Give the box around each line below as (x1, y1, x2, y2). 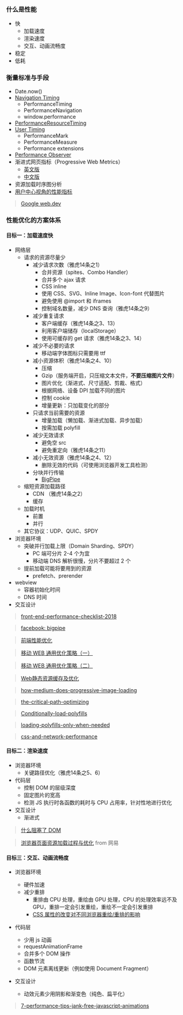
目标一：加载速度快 (6, 232, 53, 239)
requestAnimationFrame (23, 943, 83, 950)
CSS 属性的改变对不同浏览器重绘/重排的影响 (32, 911, 141, 918)
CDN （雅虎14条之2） (32, 490, 86, 497)
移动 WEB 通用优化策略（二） (20, 662, 93, 669)
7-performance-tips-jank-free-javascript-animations (20, 1002, 150, 1010)
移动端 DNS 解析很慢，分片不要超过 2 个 (32, 557, 131, 564)
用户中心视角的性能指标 (14, 188, 72, 195)
